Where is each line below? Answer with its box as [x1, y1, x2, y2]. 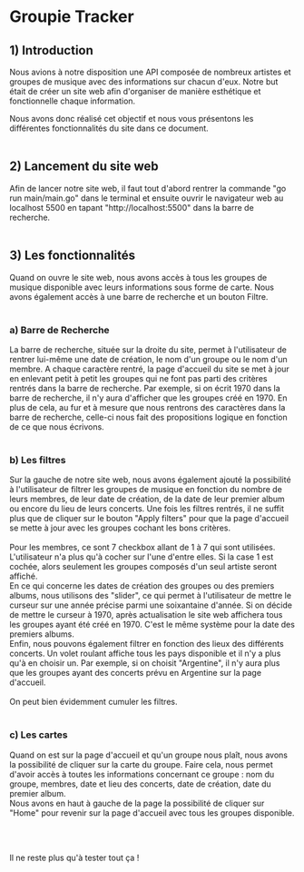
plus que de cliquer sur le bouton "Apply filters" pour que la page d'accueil [9, 513, 289, 524]
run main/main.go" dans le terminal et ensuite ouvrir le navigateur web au [9, 193, 284, 203]
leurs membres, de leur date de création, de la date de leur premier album [9, 493, 286, 505]
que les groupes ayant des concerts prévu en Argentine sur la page [9, 668, 261, 679]
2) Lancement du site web [9, 159, 159, 174]
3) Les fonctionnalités [9, 248, 136, 263]
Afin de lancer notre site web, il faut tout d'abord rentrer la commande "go [9, 183, 287, 193]
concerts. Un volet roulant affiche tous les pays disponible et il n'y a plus [9, 648, 281, 659]
